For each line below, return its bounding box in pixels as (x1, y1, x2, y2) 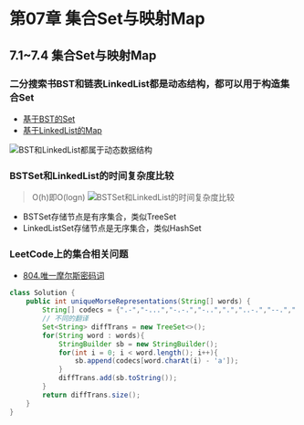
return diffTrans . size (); (42, 390, 142, 399)
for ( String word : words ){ (42, 331, 145, 340)
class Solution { (9, 289, 76, 298)
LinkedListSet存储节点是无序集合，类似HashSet (22, 223, 203, 234)
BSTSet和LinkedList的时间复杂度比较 (9, 169, 174, 182)
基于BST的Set (22, 113, 76, 124)
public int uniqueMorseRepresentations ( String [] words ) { (26, 297, 251, 306)
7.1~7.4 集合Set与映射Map (9, 48, 157, 63)
